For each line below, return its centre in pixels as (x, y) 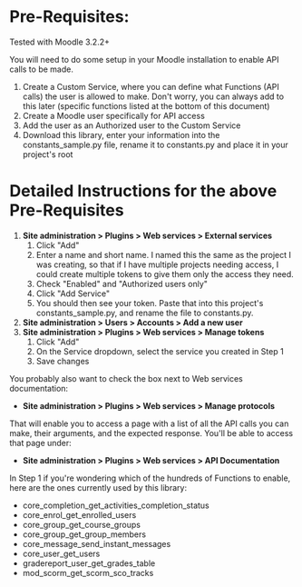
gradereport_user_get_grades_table (89, 563)
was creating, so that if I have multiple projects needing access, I (157, 264)
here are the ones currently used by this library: (98, 487)
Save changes (63, 361)
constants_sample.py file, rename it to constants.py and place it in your (155, 144)
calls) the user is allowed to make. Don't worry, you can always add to (153, 96)
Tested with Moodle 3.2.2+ (60, 42)
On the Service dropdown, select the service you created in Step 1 (160, 351)
